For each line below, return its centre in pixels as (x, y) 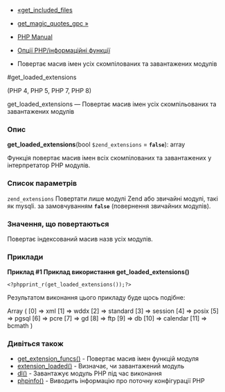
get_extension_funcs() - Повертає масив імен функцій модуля (108, 359)
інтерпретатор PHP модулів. (49, 165)
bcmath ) (20, 326)
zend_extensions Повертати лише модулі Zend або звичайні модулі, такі (112, 198)
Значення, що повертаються (58, 223)
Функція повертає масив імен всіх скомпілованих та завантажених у (109, 158)
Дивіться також (35, 344)
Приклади (25, 257)
